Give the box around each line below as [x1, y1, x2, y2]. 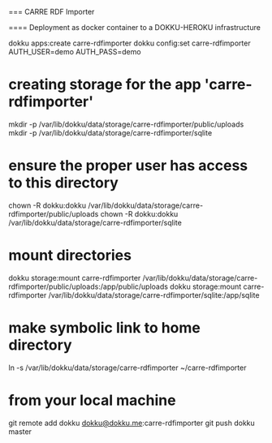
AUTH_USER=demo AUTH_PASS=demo [8, 47, 141, 56]
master [8, 426, 32, 437]
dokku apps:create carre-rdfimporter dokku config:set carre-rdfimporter [8, 38, 251, 48]
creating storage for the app [8, 75, 201, 94]
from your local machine [8, 391, 176, 409]
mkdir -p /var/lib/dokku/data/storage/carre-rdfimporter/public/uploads [8, 119, 244, 129]
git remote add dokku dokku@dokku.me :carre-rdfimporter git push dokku [8, 418, 256, 428]
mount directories [8, 247, 132, 265]
